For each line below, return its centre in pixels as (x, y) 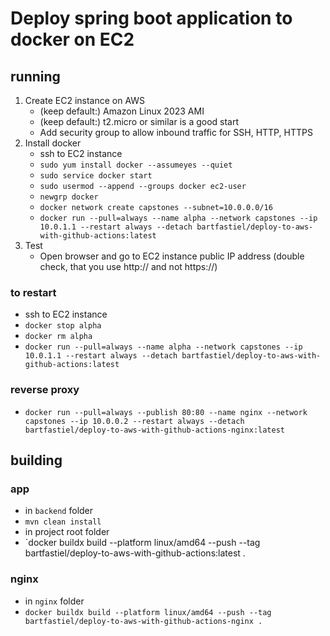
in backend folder (59, 511)
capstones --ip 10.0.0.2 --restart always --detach (134, 421)
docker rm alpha (58, 337)
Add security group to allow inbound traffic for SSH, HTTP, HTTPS (176, 132)
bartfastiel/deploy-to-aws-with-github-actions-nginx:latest (155, 430)
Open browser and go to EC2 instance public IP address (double (172, 256)
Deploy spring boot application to (151, 18)
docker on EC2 (72, 39)
